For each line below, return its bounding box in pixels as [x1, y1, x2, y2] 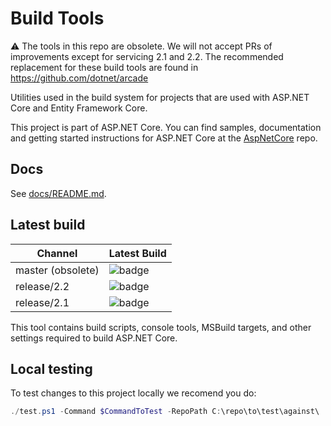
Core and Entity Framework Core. [10, 102, 148, 114]
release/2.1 [15, 295, 70, 309]
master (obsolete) [15, 263, 100, 277]
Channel [36, 246, 78, 260]
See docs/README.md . [10, 187, 107, 199]
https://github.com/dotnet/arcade [10, 72, 149, 84]
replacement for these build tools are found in [10, 61, 199, 73]
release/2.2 [15, 279, 70, 293]
